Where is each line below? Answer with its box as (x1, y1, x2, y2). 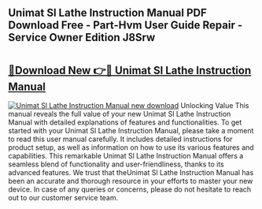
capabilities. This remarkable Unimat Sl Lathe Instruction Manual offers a (8, 151, 244, 160)
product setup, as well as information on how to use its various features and (8, 143, 254, 152)
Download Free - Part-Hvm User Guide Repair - (8, 19, 243, 32)
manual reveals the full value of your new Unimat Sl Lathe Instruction (8, 110, 231, 118)
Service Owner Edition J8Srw (8, 31, 156, 44)
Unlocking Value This (180, 101, 249, 110)
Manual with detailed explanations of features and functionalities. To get (8, 118, 242, 127)
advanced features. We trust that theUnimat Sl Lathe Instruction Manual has (8, 168, 254, 177)
